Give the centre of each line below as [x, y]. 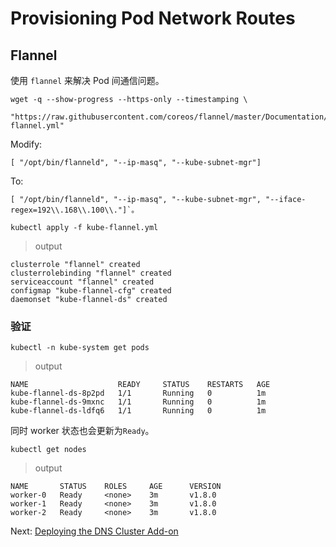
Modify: [26, 144]
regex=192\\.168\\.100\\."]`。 [75, 210]
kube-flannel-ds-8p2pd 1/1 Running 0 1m [138, 393]
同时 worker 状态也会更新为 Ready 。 [82, 431]
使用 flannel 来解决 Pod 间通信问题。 [87, 80]
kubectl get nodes [48, 450]
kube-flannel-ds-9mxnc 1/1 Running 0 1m [138, 402]
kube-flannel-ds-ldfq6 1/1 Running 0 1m [138, 411]
